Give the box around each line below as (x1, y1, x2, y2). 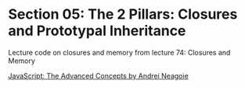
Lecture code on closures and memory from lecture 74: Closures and (8, 48, 231, 57)
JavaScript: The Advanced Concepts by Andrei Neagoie (8, 71, 189, 80)
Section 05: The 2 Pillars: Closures (8, 5, 238, 23)
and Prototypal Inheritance (8, 22, 186, 40)
